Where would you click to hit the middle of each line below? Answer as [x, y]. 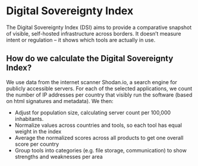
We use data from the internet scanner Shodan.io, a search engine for [92, 82]
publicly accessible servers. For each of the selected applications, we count [99, 88]
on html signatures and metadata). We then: [60, 101]
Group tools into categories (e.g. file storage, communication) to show [101, 150]
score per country [37, 144]
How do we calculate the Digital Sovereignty [90, 58]
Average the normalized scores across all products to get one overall [99, 138]
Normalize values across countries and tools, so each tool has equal [98, 125]
